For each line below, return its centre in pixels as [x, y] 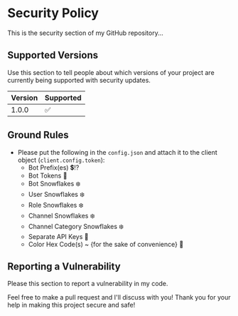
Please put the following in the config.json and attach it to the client [118, 152]
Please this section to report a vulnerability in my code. [88, 284]
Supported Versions [53, 55]
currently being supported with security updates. [79, 80]
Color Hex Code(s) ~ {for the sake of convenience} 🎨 [106, 244]
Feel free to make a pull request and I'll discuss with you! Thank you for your [119, 297]
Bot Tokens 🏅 [48, 175]
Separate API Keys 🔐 [58, 236]
